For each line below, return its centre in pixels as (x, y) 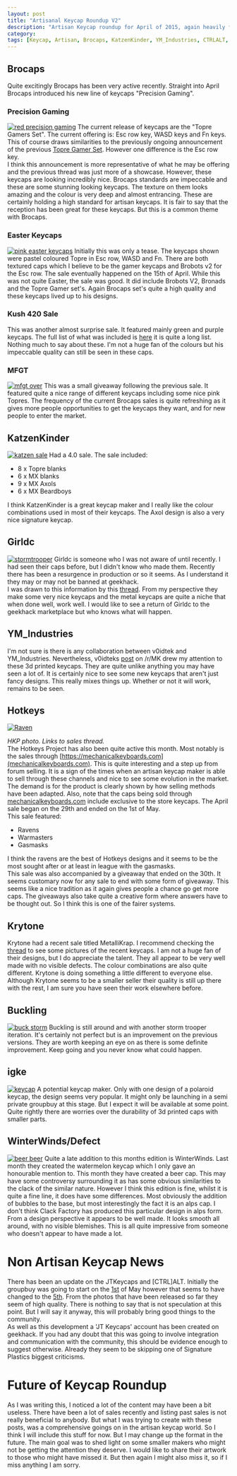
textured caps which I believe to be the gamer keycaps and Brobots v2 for (115, 266)
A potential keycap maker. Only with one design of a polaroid (125, 1089)
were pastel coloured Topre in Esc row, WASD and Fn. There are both (108, 258)
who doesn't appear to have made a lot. (65, 1233)
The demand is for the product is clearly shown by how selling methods (111, 786)
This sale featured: (35, 816)
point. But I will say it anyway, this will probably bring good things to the (111, 1311)
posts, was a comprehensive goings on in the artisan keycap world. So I (112, 1427)
